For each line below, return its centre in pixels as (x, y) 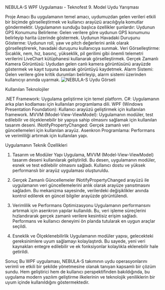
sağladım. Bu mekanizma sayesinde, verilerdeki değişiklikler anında (80, 190)
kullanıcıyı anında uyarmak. (33, 80)
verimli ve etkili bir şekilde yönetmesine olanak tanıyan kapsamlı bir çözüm (81, 267)
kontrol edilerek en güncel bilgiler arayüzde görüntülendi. (70, 196)
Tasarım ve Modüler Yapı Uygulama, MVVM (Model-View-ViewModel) (83, 155)
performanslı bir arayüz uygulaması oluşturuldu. (61, 170)
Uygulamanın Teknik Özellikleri (36, 145)
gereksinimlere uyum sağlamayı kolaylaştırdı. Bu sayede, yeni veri (79, 241)
